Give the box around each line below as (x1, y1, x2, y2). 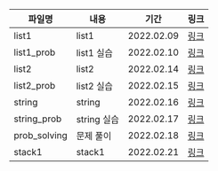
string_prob (13, 113, 62, 125)
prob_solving (13, 129, 69, 141)
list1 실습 (76, 47, 113, 58)
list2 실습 (76, 80, 113, 92)
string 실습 (76, 113, 120, 125)
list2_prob (13, 80, 56, 91)
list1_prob (13, 46, 56, 58)
